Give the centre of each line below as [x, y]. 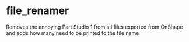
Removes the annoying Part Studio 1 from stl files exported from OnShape [94, 27]
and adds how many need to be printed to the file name [73, 33]
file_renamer [38, 11]
